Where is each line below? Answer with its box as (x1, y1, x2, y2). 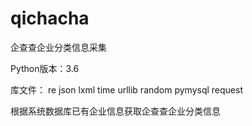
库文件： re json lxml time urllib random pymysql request (10, 83, 244, 96)
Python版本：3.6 (10, 62, 80, 74)
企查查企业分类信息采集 (10, 41, 107, 53)
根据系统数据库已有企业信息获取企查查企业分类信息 (10, 105, 221, 117)
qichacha (10, 7, 90, 30)
